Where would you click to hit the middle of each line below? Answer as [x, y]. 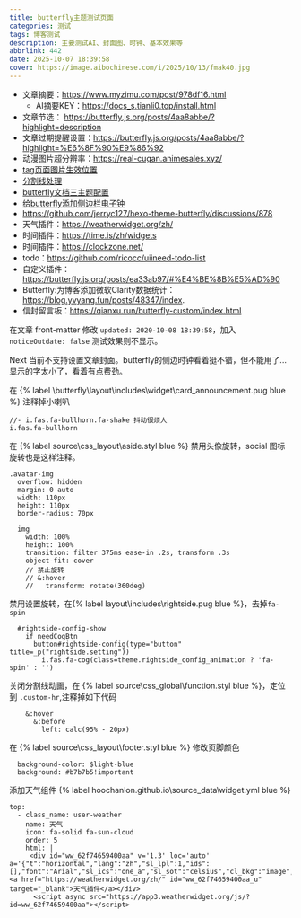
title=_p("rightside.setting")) [69, 652]
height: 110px [43, 505]
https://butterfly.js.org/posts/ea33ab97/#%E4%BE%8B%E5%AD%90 [151, 278]
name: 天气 [44, 824]
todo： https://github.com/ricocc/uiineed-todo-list [114, 258]
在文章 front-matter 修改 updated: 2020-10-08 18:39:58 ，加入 [123, 330]
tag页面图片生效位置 [60, 169]
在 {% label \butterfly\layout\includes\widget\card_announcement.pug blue [148, 390]
